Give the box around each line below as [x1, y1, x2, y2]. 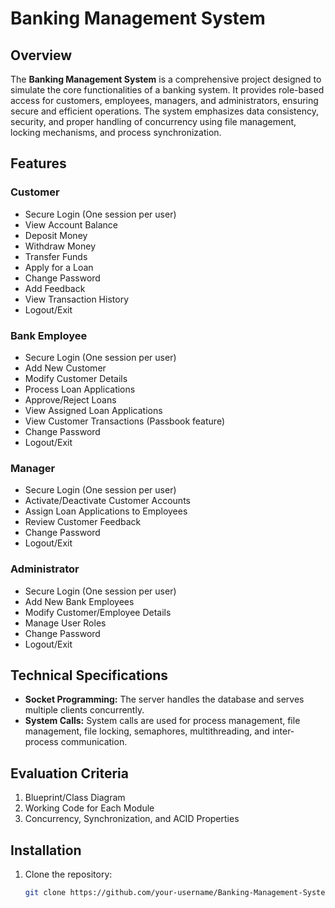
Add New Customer [24, 362, 107, 374]
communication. [60, 736, 128, 748]
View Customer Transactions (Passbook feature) [24, 415, 225, 427]
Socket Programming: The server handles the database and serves [24, 693, 305, 706]
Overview [10, 47, 73, 64]
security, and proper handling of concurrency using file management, [10, 116, 297, 127]
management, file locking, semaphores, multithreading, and [24, 725, 270, 737]
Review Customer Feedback [24, 516, 142, 528]
